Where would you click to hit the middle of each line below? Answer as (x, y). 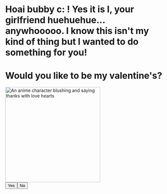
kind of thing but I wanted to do (72, 42)
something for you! (46, 53)
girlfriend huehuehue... (55, 20)
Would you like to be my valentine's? (84, 76)
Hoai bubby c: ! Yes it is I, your (70, 9)
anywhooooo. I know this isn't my (77, 31)
